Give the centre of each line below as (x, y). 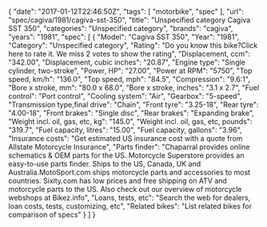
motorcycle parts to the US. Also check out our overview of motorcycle (125, 189)
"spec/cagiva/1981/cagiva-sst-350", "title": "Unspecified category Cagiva (130, 20)
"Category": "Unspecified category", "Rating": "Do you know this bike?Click (133, 45)
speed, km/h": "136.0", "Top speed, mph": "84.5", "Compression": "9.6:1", (129, 79)
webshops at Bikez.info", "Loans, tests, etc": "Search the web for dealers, (130, 198)
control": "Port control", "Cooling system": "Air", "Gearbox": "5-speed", (125, 96)
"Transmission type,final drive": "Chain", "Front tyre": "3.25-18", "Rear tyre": (133, 104)
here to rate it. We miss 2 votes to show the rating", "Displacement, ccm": (129, 54)
